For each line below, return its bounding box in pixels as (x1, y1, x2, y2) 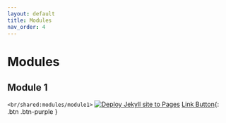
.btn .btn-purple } (7, 108, 58, 116)
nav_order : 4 (7, 23, 46, 30)
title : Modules (7, 17, 52, 24)
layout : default (7, 10, 55, 18)
